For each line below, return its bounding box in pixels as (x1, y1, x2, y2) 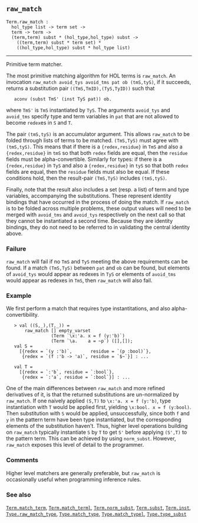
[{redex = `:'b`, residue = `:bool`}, (19, 369, 115, 375)
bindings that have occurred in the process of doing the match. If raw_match (6, 198, 190, 206)
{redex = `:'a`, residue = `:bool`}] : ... (21, 375, 131, 381)
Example (6, 292, 32, 300)
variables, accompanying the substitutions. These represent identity (6, 192, 171, 199)
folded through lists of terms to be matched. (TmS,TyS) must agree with (6, 137, 179, 144)
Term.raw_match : (6, 19, 49, 25)
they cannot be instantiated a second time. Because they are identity (6, 217, 173, 224)
